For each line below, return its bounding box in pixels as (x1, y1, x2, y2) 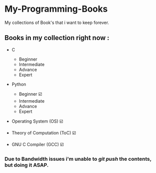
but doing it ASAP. (4, 161, 49, 168)
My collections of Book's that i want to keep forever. (4, 20, 109, 25)
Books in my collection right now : (4, 34, 110, 42)
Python (11, 81, 26, 87)
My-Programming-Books (4, 3, 108, 15)
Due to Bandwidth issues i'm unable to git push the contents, (4, 155, 152, 162)
